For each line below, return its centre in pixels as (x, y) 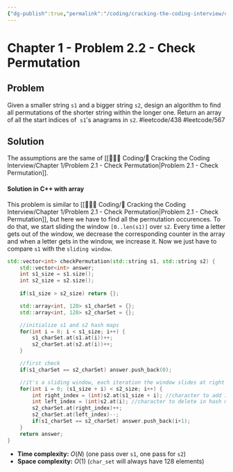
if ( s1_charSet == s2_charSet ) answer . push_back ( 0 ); (96, 370)
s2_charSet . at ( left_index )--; (76, 415)
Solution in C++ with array (46, 189)
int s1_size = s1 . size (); (57, 274)
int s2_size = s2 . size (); (57, 281)
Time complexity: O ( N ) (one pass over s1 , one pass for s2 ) (101, 454)
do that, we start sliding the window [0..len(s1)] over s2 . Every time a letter (116, 226)
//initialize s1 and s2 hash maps (69, 325)
